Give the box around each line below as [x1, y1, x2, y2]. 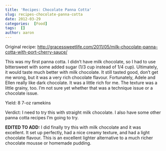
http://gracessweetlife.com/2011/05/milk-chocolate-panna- [37, 44, 158, 50]
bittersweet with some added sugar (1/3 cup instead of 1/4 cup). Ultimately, [5, 64, 158, 70]
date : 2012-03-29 [5, 16, 41, 21]
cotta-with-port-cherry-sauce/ [5, 49, 68, 55]
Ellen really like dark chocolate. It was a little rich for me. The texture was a [5, 80, 158, 86]
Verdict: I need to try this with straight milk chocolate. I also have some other [5, 109, 161, 115]
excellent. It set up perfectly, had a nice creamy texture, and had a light [5, 130, 150, 135]
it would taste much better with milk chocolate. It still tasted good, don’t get [5, 69, 159, 75]
